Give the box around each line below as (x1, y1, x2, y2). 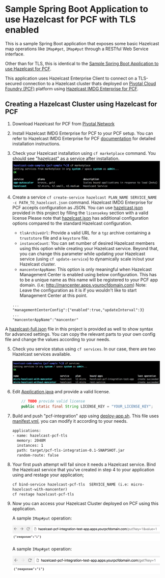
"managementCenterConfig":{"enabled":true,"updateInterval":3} (12, 308, 145, 313)
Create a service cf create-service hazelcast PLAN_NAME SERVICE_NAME (12, 194, 157, 200)
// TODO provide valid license (21, 399, 85, 404)
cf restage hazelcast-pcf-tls (12, 492, 75, 497)
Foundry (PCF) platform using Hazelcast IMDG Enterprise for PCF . (5, 86, 139, 91)
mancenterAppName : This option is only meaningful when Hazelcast (19, 266, 152, 272)
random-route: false (17, 453, 59, 458)
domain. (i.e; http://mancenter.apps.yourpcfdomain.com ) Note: (19, 282, 147, 288)
